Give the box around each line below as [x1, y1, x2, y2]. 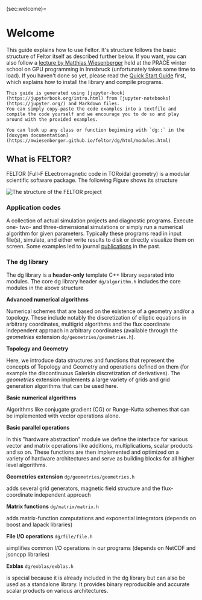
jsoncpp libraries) [6, 551, 50, 558]
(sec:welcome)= [6, 5, 47, 12]
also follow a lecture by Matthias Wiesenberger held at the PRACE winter [6, 59, 187, 66]
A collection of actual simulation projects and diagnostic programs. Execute [6, 217, 194, 224]
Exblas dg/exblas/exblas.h [6, 563, 74, 570]
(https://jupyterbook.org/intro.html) [6, 95, 104, 102]
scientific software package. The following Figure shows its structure [6, 176, 178, 184]
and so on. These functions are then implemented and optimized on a [6, 448, 179, 456]
